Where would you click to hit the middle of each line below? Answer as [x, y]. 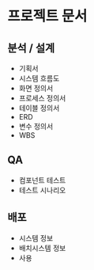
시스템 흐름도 [39, 78]
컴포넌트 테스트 [42, 180]
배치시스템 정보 [42, 248]
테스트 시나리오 [42, 190]
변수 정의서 [36, 126]
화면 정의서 [36, 88]
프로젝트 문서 [47, 16]
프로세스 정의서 [42, 98]
